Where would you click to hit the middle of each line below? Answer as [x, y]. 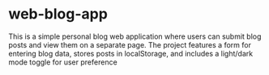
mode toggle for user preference [63, 62]
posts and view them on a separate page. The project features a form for [130, 44]
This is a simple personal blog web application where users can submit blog [135, 36]
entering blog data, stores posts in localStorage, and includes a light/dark [131, 53]
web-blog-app [58, 14]
